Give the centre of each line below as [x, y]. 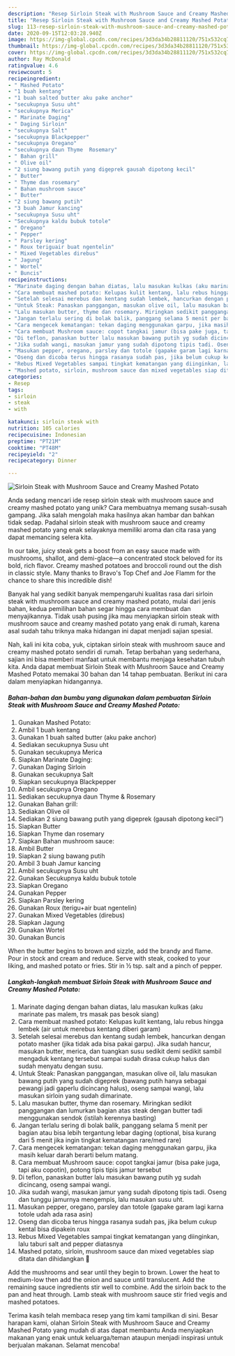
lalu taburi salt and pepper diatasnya [70, 1244]
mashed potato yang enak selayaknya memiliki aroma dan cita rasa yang [112, 530]
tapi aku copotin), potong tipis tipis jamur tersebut [90, 1170]
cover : [17, 53]
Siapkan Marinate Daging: [55, 760]
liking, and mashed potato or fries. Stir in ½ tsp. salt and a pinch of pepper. [115, 966]
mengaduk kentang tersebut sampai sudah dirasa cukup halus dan [114, 1059]
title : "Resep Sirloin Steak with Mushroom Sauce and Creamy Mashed [109, 20]
